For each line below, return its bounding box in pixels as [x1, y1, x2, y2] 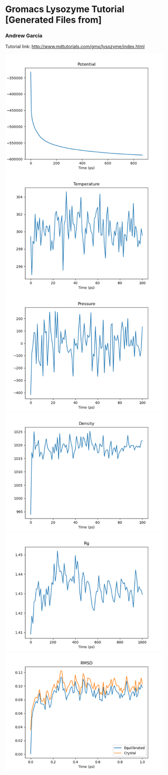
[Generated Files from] [5, 14, 102, 26]
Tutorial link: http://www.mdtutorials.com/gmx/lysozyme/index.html [5, 44, 145, 50]
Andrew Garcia [5, 32, 43, 39]
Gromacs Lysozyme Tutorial [5, 4, 125, 15]
